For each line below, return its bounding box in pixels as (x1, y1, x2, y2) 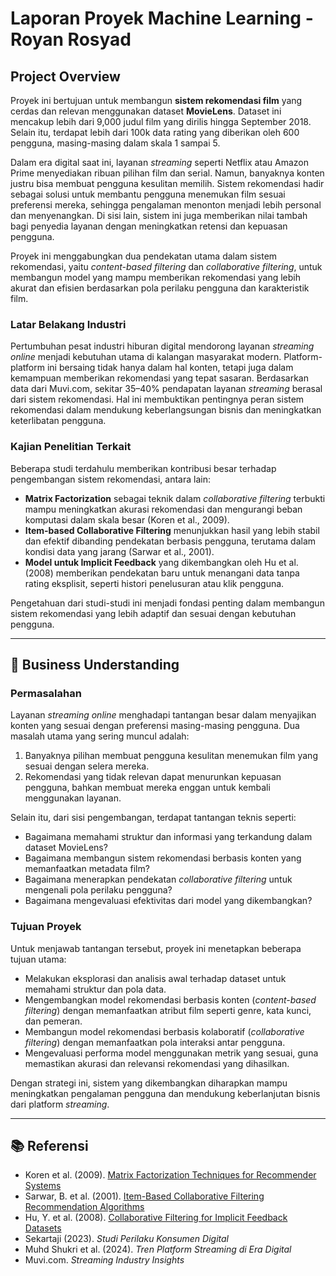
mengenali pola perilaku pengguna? (24, 884, 173, 896)
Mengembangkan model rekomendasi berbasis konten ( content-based (24, 993, 317, 1006)
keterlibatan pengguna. (10, 415, 107, 427)
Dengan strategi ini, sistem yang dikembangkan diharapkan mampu (10, 1077, 288, 1089)
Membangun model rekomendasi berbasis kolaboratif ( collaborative (24, 1025, 305, 1037)
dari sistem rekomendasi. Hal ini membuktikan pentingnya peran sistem (10, 393, 305, 406)
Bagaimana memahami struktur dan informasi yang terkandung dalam (24, 831, 313, 843)
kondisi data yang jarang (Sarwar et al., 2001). (24, 545, 215, 557)
